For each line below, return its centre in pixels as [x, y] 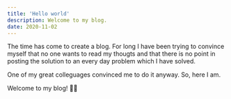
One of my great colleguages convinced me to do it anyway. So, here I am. [114, 75]
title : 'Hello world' [39, 14]
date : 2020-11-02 [32, 26]
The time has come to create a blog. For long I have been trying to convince [116, 47]
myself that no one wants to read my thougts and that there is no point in [111, 54]
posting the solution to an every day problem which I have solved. [102, 61]
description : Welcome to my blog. [57, 20]
